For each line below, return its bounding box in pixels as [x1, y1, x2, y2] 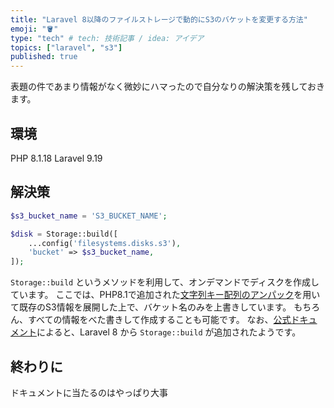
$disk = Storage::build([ [10, 229, 118, 239]
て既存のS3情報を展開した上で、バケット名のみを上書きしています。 [10, 301, 292, 313]
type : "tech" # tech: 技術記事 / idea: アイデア [10, 33, 205, 43]
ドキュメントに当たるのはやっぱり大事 [10, 386, 168, 398]
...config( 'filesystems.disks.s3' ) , [28, 238, 182, 248]
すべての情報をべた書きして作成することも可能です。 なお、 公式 [27, 314, 292, 326]
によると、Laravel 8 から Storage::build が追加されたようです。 [36, 326, 302, 338]
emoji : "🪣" [10, 24, 59, 34]
